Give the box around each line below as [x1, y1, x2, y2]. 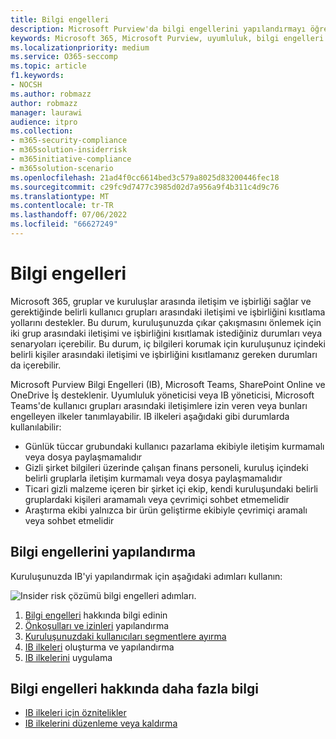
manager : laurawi [10, 107, 83, 118]
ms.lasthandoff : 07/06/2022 [10, 210, 128, 220]
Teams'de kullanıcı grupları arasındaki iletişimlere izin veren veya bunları [10, 399, 308, 411]
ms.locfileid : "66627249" [10, 219, 118, 230]
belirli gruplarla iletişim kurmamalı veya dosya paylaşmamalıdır [24, 472, 283, 484]
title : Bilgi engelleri [10, 14, 110, 25]
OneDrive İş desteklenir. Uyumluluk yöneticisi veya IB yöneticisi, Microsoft [10, 389, 315, 401]
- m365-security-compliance [10, 136, 128, 146]
